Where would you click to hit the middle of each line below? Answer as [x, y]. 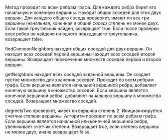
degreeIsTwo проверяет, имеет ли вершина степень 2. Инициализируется [83, 110]
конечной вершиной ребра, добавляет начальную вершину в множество [83, 95]
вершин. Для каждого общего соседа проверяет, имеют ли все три [77, 18]
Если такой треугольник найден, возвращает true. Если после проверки [82, 28]
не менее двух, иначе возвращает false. [48, 132]
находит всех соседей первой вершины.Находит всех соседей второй [81, 54]
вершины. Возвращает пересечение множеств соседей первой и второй [83, 59]
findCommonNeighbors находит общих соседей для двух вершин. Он [79, 49]
